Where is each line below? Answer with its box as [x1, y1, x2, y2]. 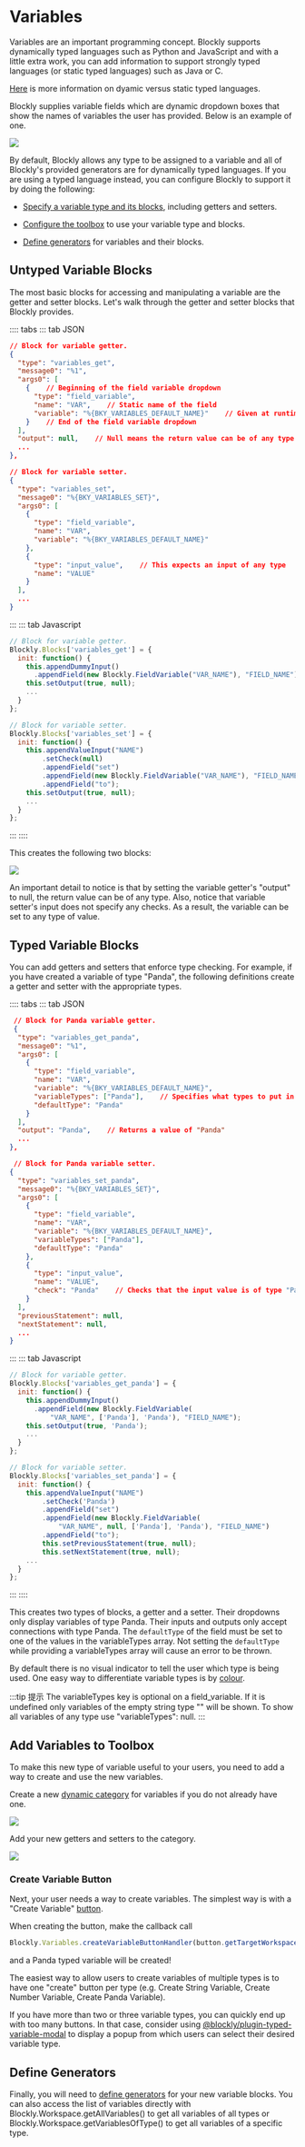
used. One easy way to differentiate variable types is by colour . [9, 1673, 245, 1684]
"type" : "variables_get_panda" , [17, 1033, 141, 1042]
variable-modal [9, 2029, 66, 2040]
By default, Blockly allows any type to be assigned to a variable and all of [9, 154, 283, 165]
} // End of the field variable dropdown [25, 417, 197, 426]
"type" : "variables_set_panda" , [17, 1176, 141, 1185]
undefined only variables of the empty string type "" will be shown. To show [9, 1702, 293, 1713]
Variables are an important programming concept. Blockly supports [9, 36, 261, 47]
